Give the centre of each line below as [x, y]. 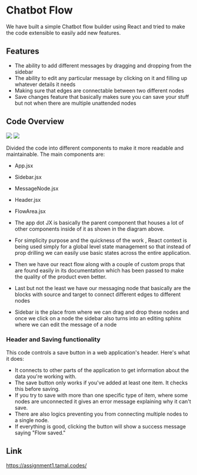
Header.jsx [28, 200]
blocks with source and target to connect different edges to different [98, 294]
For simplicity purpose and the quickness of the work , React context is [101, 240]
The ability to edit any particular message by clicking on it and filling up [101, 78]
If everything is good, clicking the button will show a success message [100, 426]
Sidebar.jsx [28, 177]
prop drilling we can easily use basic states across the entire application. [103, 253]
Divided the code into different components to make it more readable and [95, 148]
